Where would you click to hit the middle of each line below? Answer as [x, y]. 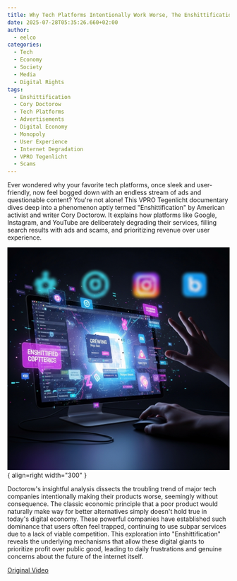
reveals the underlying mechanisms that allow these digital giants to [106, 541]
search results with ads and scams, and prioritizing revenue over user [109, 230]
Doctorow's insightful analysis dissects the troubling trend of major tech [112, 489]
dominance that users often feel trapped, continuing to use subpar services [117, 527]
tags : [15, 89]
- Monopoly [30, 134]
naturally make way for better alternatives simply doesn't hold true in [107, 512]
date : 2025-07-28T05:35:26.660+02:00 [63, 22]
